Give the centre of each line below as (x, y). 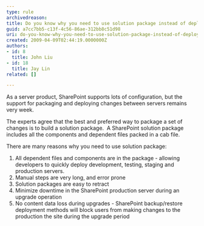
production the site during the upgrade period (72, 216)
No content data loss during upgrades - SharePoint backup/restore (99, 203)
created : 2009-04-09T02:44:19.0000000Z (57, 40)
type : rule (20, 12)
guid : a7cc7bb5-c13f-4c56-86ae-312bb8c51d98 (63, 29)
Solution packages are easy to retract (62, 184)
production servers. (40, 171)
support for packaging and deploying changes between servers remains (97, 104)
